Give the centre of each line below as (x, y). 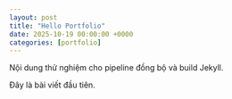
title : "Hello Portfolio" (57, 26)
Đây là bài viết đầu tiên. (52, 85)
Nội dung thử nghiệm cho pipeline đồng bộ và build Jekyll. (116, 68)
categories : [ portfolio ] (55, 42)
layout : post (33, 17)
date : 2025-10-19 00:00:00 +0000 (71, 34)
